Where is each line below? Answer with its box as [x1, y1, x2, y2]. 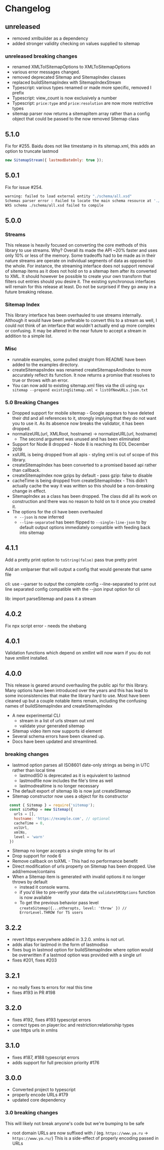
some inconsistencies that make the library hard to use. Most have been [5, 693, 150, 699]
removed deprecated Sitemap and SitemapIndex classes [12, 74, 126, 80]
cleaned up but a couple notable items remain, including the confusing [5, 698, 147, 704]
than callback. [12, 467, 41, 473]
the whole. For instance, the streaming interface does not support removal [5, 263, 155, 269]
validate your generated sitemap [19, 723, 84, 729]
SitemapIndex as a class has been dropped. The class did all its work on [12, 493, 157, 499]
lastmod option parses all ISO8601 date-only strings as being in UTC [12, 762, 150, 768]
